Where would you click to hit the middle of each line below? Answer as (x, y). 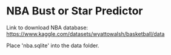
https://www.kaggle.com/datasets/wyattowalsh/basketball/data (85, 33)
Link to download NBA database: (47, 27)
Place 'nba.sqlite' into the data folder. (53, 45)
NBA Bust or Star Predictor (75, 11)
